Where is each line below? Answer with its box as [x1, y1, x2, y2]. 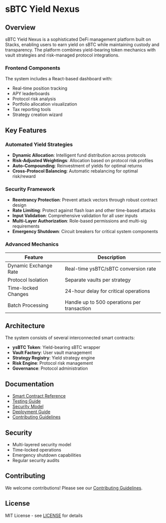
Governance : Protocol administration [12, 365, 88, 371]
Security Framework [5, 185, 55, 192]
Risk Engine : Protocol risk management [12, 360, 93, 366]
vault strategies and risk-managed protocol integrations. [5, 52, 120, 58]
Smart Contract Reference [12, 393, 66, 399]
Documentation [5, 380, 54, 388]
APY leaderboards [12, 91, 50, 97]
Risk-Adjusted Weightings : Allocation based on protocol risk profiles [12, 157, 154, 163]
